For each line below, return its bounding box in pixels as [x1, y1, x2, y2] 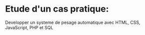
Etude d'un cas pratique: [5, 3, 109, 15]
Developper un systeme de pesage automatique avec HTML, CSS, [5, 19, 141, 25]
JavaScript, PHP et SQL [5, 24, 54, 30]
